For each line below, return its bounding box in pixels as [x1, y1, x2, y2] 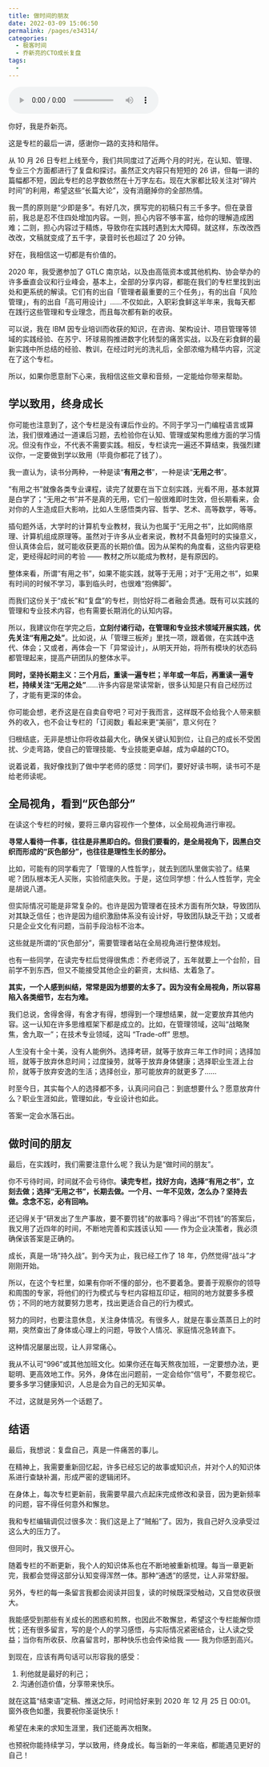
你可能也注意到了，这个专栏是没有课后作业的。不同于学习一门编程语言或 [8, 419, 247, 430]
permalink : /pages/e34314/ [8, 27, 98, 35]
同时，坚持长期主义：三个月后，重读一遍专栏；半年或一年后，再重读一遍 [8, 670, 247, 679]
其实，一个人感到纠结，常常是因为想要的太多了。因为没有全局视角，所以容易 [8, 982, 261, 992]
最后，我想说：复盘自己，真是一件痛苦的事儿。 [8, 1445, 163, 1455]
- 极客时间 [15, 42, 47, 50]
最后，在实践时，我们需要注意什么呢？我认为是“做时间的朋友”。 [8, 1160, 219, 1169]
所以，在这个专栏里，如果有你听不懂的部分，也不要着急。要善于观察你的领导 [8, 1278, 261, 1288]
